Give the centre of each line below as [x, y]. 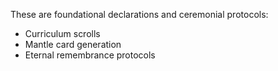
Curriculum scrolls [62, 33]
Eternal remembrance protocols [90, 55]
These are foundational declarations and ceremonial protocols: [139, 14]
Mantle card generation [73, 44]
